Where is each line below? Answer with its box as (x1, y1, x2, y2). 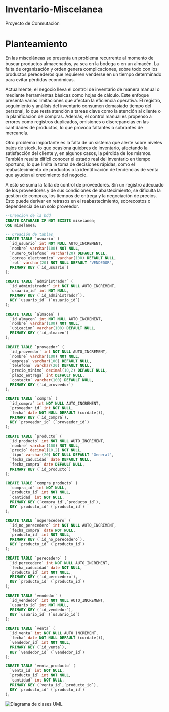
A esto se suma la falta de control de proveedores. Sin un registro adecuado (5, 181, 164, 188)
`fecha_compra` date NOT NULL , (10, 528, 76, 533)
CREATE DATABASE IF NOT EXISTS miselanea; (5, 218, 96, 223)
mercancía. (5, 130, 29, 136)
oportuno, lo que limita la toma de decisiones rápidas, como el (5, 161, 135, 167)
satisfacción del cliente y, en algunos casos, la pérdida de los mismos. (5, 150, 152, 156)
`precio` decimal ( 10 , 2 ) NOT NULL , (10, 448, 82, 453)
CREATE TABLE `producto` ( (5, 434, 62, 439)
